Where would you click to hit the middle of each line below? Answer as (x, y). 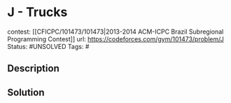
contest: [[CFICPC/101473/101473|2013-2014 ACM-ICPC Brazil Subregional (115, 32)
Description (33, 68)
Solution (26, 92)
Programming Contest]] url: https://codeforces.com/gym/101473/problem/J (115, 39)
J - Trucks (37, 12)
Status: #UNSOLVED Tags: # (48, 46)
